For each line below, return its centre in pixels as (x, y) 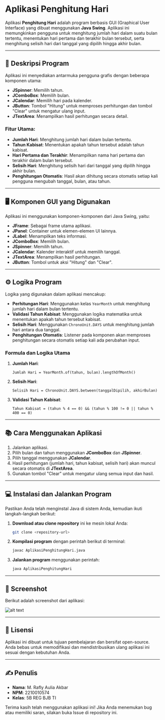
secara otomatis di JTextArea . (43, 468)
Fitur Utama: (20, 129)
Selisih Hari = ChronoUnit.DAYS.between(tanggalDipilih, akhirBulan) (85, 390)
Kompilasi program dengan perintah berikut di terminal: (69, 541)
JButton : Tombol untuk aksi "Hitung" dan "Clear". (62, 262)
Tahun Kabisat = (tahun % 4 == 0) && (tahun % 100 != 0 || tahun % (82, 408)
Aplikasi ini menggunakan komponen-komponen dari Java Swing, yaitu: (78, 216)
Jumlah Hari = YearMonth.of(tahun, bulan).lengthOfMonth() (74, 372)
